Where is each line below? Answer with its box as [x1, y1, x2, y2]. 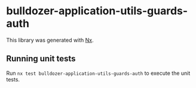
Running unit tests [6, 54, 76, 64]
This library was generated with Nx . [6, 36, 94, 43]
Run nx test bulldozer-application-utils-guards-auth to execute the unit [6, 70, 191, 77]
